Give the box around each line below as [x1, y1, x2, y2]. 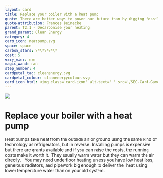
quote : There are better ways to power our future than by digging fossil [5, 16, 160, 21]
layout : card [5, 7, 32, 12]
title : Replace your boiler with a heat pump [5, 12, 98, 17]
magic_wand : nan [5, 61, 38, 66]
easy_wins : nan [5, 57, 36, 62]
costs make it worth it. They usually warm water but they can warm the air [5, 152, 154, 158]
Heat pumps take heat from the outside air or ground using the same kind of [5, 136, 157, 142]
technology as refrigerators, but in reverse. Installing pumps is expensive [5, 141, 151, 147]
